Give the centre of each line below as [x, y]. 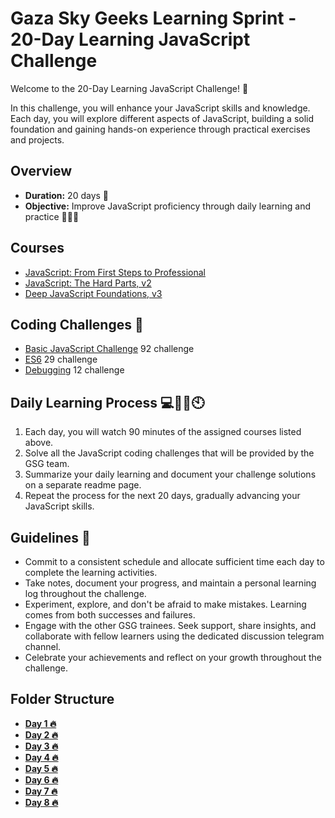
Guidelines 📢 [50, 537]
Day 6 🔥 [41, 779]
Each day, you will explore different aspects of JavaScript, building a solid [162, 118]
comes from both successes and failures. [110, 615]
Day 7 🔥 [41, 791]
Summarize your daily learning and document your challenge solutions [170, 474]
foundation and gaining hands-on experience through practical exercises [160, 129]
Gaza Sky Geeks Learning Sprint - [153, 18]
